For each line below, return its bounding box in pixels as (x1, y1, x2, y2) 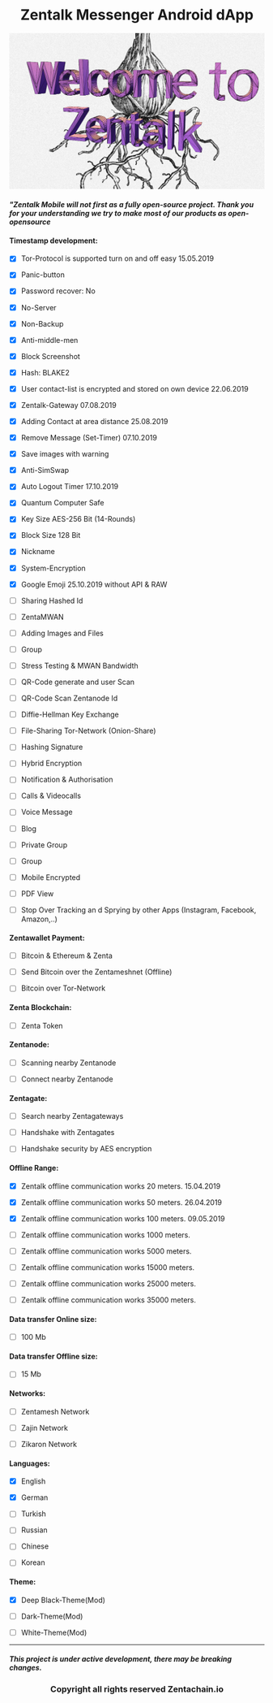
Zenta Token (20, 1020, 63, 1030)
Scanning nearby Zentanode (20, 1058, 117, 1068)
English (20, 1476, 46, 1486)
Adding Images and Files (20, 628, 104, 638)
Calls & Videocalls (20, 791, 82, 801)
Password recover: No (20, 286, 96, 296)
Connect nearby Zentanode (20, 1074, 113, 1084)
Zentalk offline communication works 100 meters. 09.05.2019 (20, 1213, 225, 1224)
